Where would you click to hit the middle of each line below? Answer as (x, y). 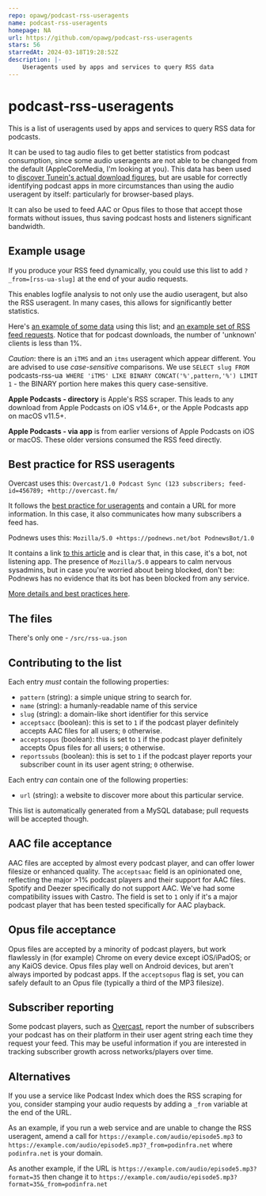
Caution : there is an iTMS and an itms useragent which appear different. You (132, 358)
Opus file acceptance (62, 930)
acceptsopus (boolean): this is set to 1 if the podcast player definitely (131, 739)
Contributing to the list (65, 663)
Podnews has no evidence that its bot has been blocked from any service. (129, 578)
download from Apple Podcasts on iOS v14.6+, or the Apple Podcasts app (129, 407)
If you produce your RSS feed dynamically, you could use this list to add (125, 270)
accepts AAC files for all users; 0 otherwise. (91, 730)
